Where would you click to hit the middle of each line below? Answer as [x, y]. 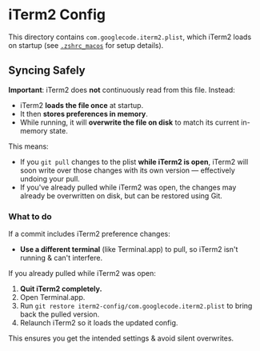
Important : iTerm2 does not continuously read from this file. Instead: [122, 90]
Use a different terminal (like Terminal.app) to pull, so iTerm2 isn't [129, 249]
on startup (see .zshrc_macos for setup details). [86, 45]
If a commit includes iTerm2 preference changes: [89, 234]
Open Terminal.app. [52, 297]
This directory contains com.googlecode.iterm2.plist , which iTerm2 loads [130, 37]
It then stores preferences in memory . [84, 114]
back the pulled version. [60, 314]
